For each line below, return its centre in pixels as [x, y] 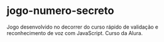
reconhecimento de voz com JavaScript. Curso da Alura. [75, 33]
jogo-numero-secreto [60, 11]
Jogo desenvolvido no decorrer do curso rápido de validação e [83, 27]
